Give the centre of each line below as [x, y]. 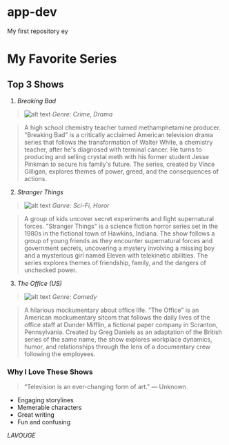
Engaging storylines [45, 400]
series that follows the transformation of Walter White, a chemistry [118, 142]
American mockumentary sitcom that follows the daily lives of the [117, 317]
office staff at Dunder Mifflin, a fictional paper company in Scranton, [121, 324]
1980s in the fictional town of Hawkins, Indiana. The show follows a [119, 233]
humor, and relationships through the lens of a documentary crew [117, 346]
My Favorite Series [62, 59]
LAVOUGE [21, 435]
